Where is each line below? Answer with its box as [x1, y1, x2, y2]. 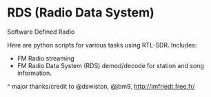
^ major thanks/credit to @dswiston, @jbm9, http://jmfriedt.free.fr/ [7, 82, 195, 90]
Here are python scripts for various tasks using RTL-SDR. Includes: [7, 41, 197, 49]
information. [17, 69, 52, 77]
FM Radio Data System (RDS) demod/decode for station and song [17, 61, 205, 69]
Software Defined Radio [7, 28, 75, 36]
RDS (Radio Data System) [7, 5, 155, 21]
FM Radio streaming [17, 54, 74, 63]
